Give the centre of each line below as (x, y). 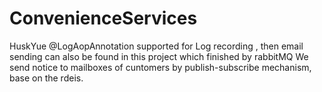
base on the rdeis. (46, 78)
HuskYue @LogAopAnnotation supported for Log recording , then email (156, 46)
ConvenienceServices (103, 18)
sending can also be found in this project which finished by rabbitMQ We (159, 56)
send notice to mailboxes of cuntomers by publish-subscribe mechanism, (160, 67)
